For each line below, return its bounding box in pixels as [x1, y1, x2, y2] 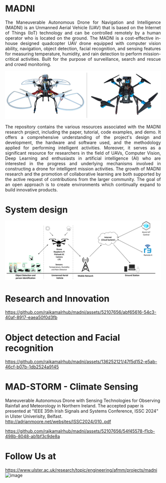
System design [5, 204, 68, 215]
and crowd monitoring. [5, 61, 51, 67]
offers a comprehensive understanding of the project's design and [5, 134, 161, 140]
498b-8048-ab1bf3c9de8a [5, 434, 60, 439]
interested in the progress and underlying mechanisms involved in [5, 160, 161, 166]
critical [5, 56, 19, 62]
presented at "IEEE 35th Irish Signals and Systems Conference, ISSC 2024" [5, 408, 159, 414]
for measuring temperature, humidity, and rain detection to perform [5, 50, 142, 57]
